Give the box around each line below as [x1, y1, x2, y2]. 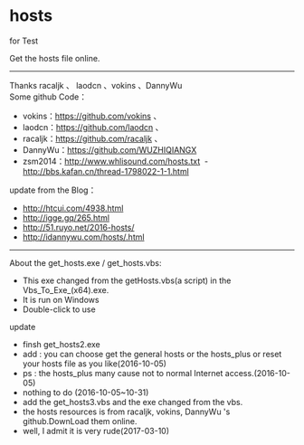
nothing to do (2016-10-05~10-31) [22, 386, 149, 398]
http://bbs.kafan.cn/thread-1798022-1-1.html [22, 166, 190, 176]
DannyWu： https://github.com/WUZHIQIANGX [22, 144, 197, 155]
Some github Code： [9, 91, 88, 102]
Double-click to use [22, 304, 97, 315]
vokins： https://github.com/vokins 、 [22, 110, 162, 121]
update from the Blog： [9, 185, 97, 195]
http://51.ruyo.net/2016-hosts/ [22, 222, 135, 232]
